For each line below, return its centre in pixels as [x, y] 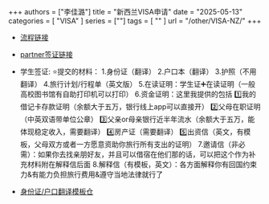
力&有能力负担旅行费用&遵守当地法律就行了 [91, 174]
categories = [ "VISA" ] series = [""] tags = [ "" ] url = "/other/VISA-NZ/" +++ [135, 21]
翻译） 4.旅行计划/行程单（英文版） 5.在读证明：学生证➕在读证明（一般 [137, 84]
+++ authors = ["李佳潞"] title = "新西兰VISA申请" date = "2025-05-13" [126, 12]
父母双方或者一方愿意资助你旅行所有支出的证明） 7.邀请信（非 [136, 144]
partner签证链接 [47, 54]
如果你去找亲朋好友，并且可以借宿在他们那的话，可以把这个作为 [143, 154]
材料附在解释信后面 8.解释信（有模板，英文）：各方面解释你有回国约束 [142, 164]
